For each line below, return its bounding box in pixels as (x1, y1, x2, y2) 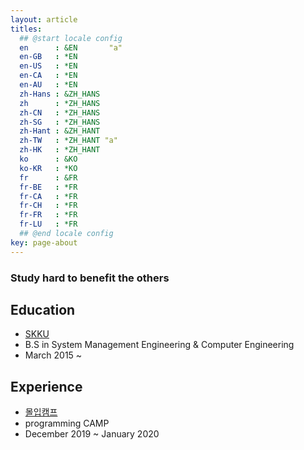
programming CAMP (24, 417, 110, 430)
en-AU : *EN (19, 80, 78, 90)
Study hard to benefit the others (10, 271, 170, 285)
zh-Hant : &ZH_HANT (19, 126, 101, 136)
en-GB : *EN (19, 52, 78, 62)
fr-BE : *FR (19, 182, 78, 192)
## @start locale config (19, 33, 123, 43)
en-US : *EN (19, 61, 78, 71)
